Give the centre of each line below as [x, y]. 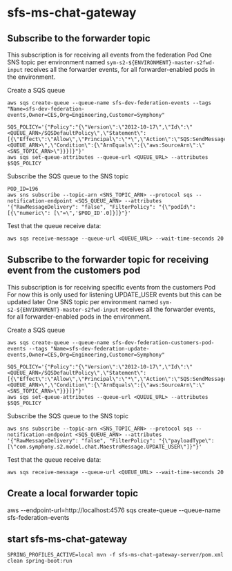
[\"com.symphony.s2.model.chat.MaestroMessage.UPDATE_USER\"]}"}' [105, 447]
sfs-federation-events [38, 517]
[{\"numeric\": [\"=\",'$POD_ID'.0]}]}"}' [69, 213]
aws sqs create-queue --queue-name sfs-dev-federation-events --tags [109, 103]
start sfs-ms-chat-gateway [67, 540]
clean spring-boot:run [40, 561]
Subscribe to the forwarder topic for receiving [108, 260]
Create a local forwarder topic [73, 493]
